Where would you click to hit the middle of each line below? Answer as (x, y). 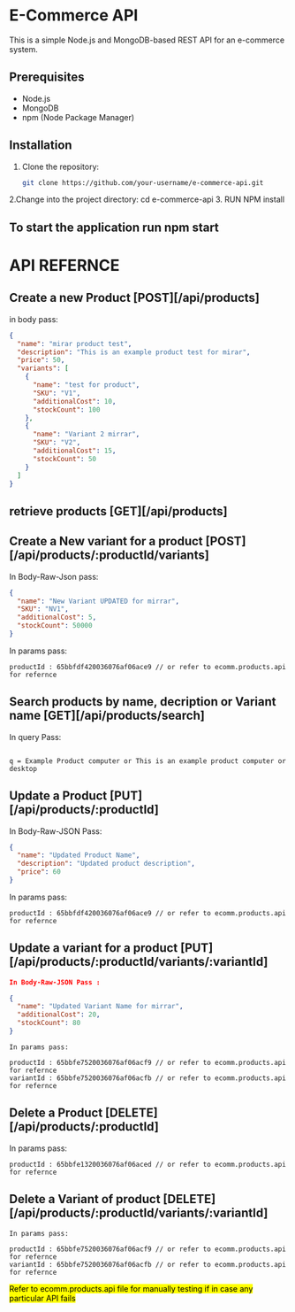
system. (23, 49)
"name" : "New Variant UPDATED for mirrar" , (98, 601)
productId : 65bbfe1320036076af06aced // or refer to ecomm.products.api (148, 1164)
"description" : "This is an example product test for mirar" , (134, 352)
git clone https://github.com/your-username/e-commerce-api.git (143, 182)
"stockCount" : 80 (49, 1023)
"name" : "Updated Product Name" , (79, 855)
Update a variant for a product (94, 948)
